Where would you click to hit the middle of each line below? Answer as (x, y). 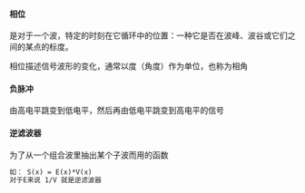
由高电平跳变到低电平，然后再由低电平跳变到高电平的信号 (117, 111)
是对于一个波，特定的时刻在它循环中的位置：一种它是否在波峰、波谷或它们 (148, 35)
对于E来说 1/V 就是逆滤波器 (55, 180)
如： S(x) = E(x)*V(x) (51, 172)
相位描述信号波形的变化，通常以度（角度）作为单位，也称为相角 (128, 66)
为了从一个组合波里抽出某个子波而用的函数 (89, 155)
